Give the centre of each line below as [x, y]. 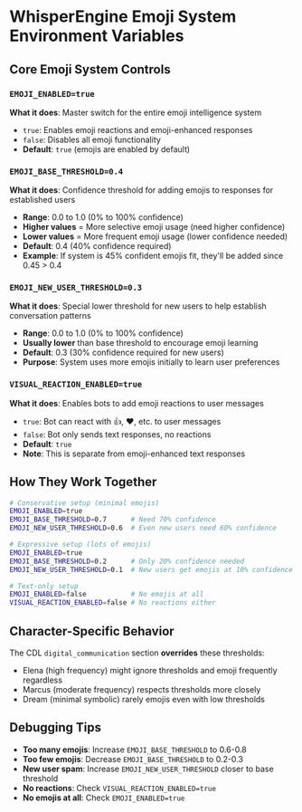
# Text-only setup [44, 586]
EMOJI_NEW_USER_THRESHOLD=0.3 [76, 288]
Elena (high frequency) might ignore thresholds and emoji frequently [150, 671]
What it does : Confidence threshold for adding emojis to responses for [142, 190]
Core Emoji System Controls [90, 69]
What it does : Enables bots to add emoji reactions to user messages [137, 403]
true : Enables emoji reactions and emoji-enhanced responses [137, 129]
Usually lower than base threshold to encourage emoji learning [140, 343]
